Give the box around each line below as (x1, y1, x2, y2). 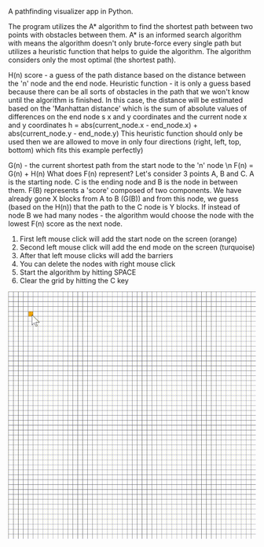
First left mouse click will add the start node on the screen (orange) (19, 235, 237, 243)
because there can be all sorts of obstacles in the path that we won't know (8, 87, 250, 97)
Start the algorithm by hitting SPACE (19, 268, 137, 277)
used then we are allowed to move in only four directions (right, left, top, (8, 137, 242, 146)
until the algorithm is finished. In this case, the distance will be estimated (8, 96, 244, 104)
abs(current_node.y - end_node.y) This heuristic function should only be (8, 129, 244, 138)
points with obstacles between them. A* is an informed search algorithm (8, 31, 242, 39)
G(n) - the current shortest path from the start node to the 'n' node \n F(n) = (8, 161, 254, 170)
